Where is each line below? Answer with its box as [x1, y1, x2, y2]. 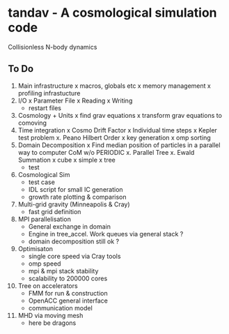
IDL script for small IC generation [28, 185, 124, 193]
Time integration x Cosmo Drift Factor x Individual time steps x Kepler [17, 126, 218, 134]
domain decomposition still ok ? [28, 237, 120, 245]
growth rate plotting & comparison [28, 192, 127, 201]
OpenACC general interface [28, 296, 109, 305]
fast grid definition [28, 207, 81, 215]
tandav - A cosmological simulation [8, 5, 218, 21]
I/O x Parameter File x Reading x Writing [17, 96, 133, 105]
